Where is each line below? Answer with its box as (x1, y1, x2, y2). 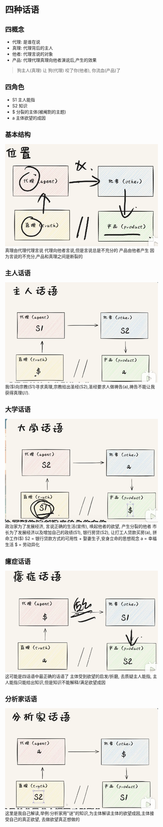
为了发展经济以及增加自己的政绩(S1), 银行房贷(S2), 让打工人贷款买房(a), (9, 529, 152, 536)
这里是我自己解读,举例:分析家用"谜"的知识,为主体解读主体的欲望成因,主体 (5, 811, 150, 816)
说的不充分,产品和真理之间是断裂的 (13, 253, 83, 259)
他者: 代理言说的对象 (12, 51, 53, 57)
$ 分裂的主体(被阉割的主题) (12, 109, 66, 114)
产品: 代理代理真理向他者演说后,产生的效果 (12, 57, 97, 63)
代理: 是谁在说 (12, 39, 40, 45)
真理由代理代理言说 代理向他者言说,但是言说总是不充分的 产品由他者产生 (5, 247, 149, 253)
